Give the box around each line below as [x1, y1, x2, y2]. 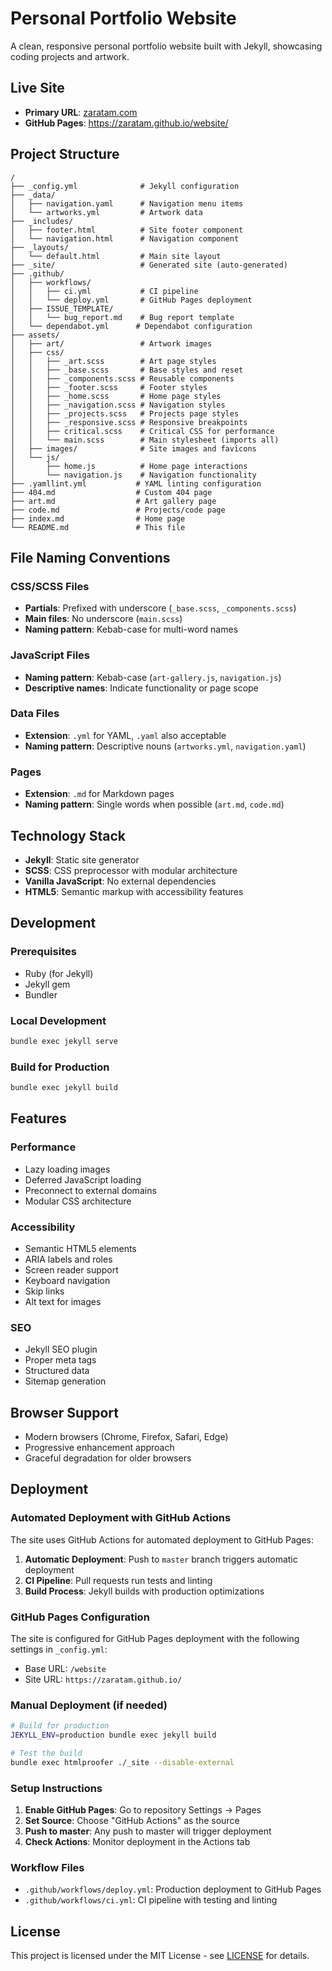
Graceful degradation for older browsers [24, 1452, 192, 1464]
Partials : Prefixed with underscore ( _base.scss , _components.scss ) [24, 602, 297, 614]
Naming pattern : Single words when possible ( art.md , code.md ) [24, 798, 285, 811]
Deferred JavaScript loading [24, 1173, 142, 1186]
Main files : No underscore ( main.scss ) [24, 613, 183, 625]
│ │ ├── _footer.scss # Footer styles [10, 382, 208, 392]
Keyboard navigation [24, 1274, 111, 1286]
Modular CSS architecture [24, 1195, 132, 1207]
